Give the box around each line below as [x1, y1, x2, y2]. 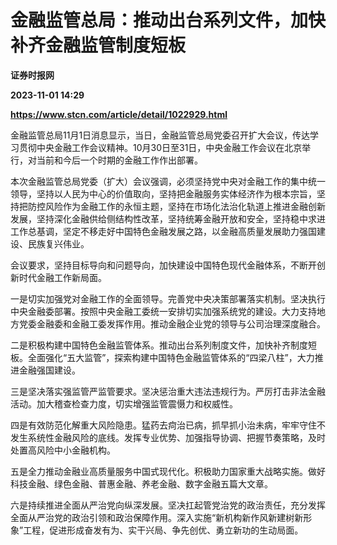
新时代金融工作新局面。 [10, 271, 107, 283]
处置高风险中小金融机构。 [10, 444, 116, 456]
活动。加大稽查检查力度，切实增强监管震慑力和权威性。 [10, 397, 238, 410]
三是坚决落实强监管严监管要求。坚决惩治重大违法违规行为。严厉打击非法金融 [10, 385, 326, 397]
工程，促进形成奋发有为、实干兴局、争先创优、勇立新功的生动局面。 [23, 524, 304, 536]
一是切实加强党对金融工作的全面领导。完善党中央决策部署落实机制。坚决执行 [10, 292, 326, 305]
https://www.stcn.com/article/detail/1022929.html [10, 108, 228, 120]
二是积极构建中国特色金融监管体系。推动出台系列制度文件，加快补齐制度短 [10, 339, 317, 351]
